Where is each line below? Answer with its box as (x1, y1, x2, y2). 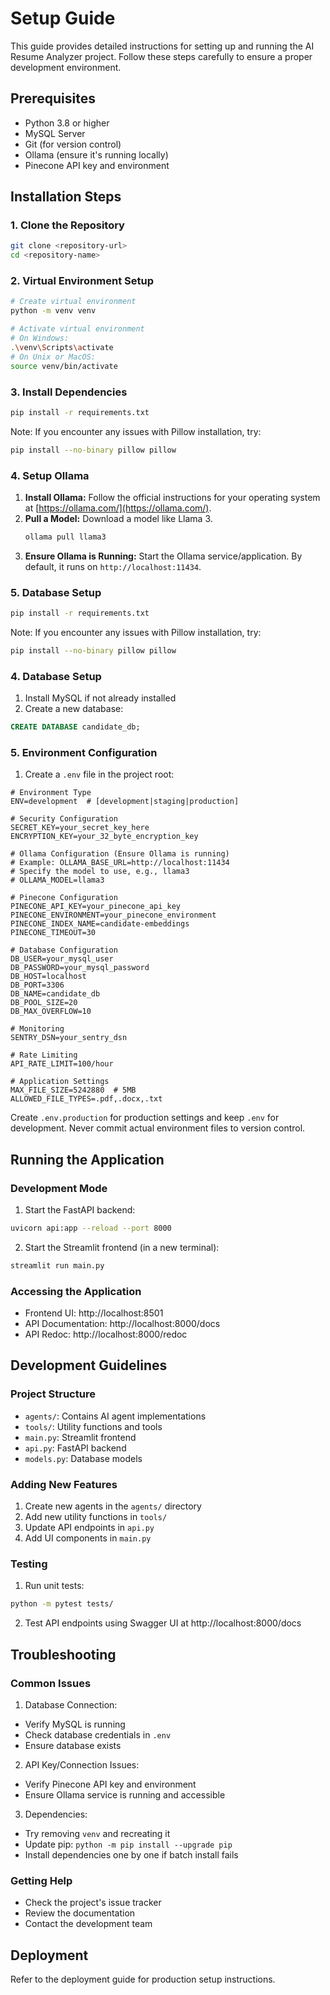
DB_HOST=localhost (10, 972, 87, 982)
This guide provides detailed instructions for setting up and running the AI (10, 40, 315, 52)
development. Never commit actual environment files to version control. (10, 1122, 306, 1134)
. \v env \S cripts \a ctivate (10, 342, 114, 352)
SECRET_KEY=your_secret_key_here (10, 823, 150, 833)
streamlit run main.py (10, 1260, 105, 1271)
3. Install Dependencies (10, 385, 128, 399)
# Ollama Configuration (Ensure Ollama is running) (10, 849, 230, 859)
